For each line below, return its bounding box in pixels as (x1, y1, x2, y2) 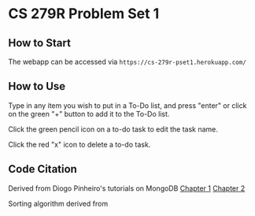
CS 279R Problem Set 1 (8, 5, 160, 23)
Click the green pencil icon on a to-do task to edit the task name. (8, 124, 219, 134)
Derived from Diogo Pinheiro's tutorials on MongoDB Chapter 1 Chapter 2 (8, 183, 246, 193)
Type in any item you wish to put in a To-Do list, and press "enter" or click (8, 100, 247, 110)
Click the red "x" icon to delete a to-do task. (8, 140, 151, 149)
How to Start (8, 36, 71, 50)
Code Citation (8, 162, 77, 176)
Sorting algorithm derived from (8, 199, 109, 208)
